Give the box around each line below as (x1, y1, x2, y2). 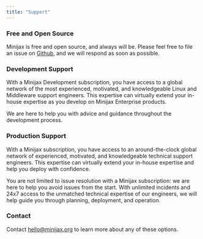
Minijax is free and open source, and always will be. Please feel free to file (6, 43, 193, 50)
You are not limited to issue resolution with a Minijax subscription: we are (6, 177, 190, 184)
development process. (6, 117, 63, 124)
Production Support (6, 132, 67, 141)
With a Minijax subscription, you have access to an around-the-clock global (6, 145, 197, 153)
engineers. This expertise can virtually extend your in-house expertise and (6, 158, 194, 166)
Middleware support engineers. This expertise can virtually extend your (6, 92, 186, 99)
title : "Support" (6, 9, 51, 15)
